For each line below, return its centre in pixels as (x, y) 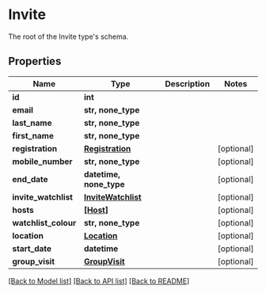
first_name (33, 135)
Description (188, 83)
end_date (30, 179)
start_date (32, 249)
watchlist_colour (44, 223)
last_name (32, 123)
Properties (35, 61)
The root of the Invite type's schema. (68, 36)
